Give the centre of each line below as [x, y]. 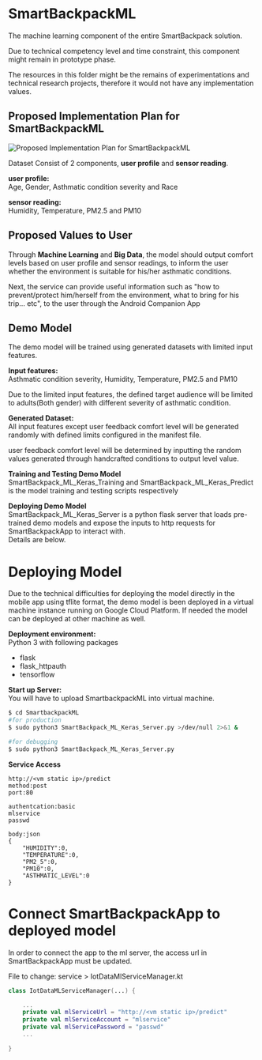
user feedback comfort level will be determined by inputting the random [125, 451]
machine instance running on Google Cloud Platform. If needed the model [128, 610]
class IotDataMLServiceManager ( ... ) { [72, 990]
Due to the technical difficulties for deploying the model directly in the [122, 594]
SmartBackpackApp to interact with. [67, 531]
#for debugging [33, 741]
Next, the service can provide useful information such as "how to [114, 286]
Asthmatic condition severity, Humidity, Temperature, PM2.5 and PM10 [123, 379]
